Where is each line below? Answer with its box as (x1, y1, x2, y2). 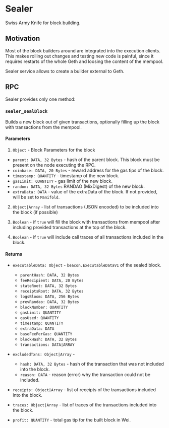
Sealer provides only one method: (5, 96, 76, 102)
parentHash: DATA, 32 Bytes (20, 273, 79, 278)
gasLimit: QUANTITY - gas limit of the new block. (12, 178, 112, 184)
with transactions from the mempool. (5, 124, 82, 130)
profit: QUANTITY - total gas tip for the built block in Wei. (12, 417, 131, 423)
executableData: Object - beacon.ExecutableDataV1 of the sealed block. (12, 262, 161, 268)
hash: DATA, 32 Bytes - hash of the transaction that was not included (20, 361, 164, 367)
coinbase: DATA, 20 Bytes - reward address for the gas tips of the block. (12, 167, 164, 174)
